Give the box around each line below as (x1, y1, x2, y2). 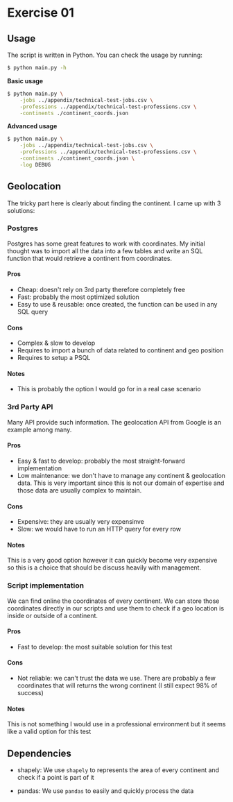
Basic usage (7, 76, 44, 85)
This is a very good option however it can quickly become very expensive (7, 556, 218, 565)
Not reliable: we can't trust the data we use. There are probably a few (17, 674, 216, 683)
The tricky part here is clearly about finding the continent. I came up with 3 (7, 199, 221, 207)
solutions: (7, 206, 35, 214)
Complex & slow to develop (17, 339, 96, 348)
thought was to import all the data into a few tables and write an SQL (7, 246, 203, 255)
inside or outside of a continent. (7, 611, 98, 620)
